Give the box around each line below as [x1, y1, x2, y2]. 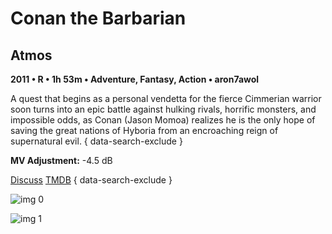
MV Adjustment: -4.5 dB [10, 155, 113, 166]
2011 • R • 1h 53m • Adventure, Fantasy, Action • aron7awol [10, 73, 260, 85]
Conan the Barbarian [10, 7, 187, 30]
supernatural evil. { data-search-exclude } [10, 135, 183, 147]
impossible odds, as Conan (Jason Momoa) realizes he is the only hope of [10, 114, 316, 126]
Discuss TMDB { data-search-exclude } [10, 174, 173, 186]
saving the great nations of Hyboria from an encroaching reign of [10, 125, 279, 136]
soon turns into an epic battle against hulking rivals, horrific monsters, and [10, 103, 317, 115]
